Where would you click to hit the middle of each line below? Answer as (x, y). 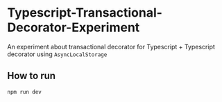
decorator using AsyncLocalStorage (57, 54)
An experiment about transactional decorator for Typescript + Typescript (111, 46)
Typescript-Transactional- (85, 13)
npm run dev (24, 92)
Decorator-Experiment (74, 27)
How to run (32, 76)
